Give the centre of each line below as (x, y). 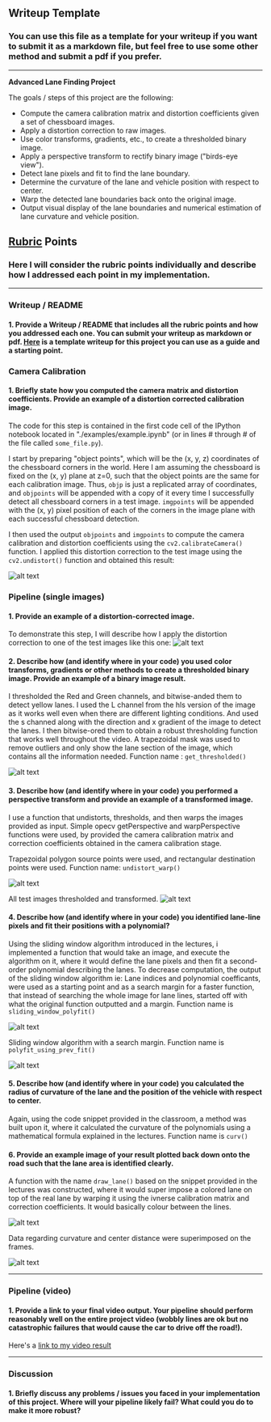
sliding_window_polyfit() (52, 1011)
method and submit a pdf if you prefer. (85, 57)
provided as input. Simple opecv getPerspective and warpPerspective (124, 826)
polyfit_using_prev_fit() (52, 1050)
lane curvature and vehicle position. (79, 216)
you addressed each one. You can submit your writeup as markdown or (130, 333)
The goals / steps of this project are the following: (91, 97)
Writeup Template (54, 13)
